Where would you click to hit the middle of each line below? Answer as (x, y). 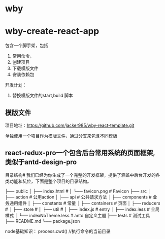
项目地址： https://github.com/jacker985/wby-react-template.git (70, 125)
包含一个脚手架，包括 (27, 45)
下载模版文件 (25, 68)
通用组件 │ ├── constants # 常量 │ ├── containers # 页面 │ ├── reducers (85, 203)
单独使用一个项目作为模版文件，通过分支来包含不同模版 (61, 136)
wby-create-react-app (52, 31)
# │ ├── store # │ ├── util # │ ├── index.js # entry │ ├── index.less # (78, 209)
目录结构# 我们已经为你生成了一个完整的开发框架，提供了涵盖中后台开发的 (81, 175)
